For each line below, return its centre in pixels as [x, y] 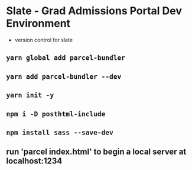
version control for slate [43, 40]
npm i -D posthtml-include [56, 114]
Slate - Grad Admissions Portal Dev [94, 11]
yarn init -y [30, 95]
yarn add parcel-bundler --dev [64, 76]
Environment [38, 23]
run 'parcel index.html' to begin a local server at [96, 152]
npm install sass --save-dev [60, 132]
